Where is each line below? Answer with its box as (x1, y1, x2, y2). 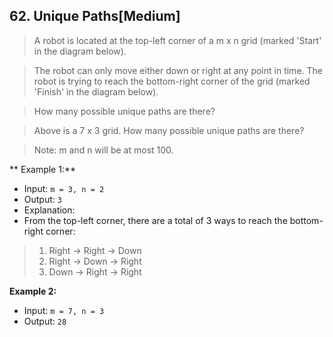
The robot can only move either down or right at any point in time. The (33, 64, 323, 76)
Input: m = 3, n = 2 (23, 182, 105, 194)
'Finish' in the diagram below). (33, 85, 159, 98)
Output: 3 (23, 193, 62, 205)
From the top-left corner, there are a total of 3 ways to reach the (23, 214, 288, 226)
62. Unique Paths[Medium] (9, 8, 181, 25)
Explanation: (23, 204, 76, 216)
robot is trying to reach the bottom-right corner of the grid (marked (33, 75, 311, 87)
